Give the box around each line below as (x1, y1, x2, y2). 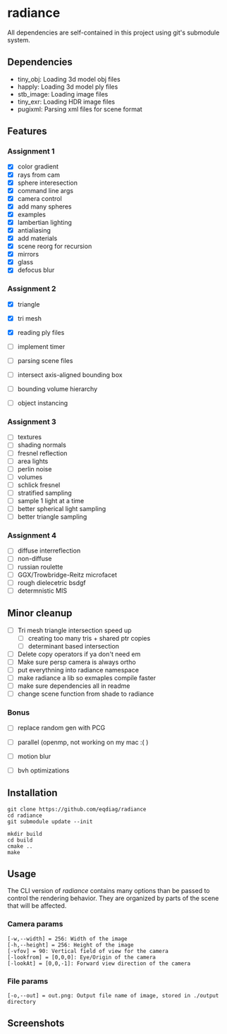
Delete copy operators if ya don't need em (17, 650, 141, 658)
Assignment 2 (7, 284, 56, 294)
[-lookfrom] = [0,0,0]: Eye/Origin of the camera (7, 954, 157, 961)
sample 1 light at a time (17, 496, 85, 505)
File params (7, 976, 49, 986)
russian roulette (17, 562, 63, 571)
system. (7, 35, 30, 44)
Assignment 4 (7, 531, 57, 541)
